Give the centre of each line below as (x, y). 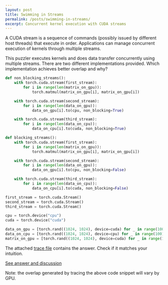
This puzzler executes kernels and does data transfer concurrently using (80, 58)
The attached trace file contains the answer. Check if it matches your (76, 248)
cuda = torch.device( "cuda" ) (35, 220)
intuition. (14, 253)
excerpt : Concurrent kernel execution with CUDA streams (66, 24)
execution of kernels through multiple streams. (53, 48)
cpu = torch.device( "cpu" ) (33, 215)
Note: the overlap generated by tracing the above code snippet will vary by (82, 272)
